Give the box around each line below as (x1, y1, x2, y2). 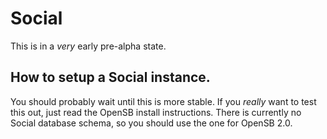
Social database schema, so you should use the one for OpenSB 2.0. (10, 117, 293, 129)
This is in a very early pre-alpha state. (10, 40, 167, 52)
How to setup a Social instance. (10, 69, 211, 86)
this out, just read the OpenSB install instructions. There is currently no (10, 106, 302, 118)
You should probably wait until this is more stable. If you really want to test (10, 95, 317, 107)
